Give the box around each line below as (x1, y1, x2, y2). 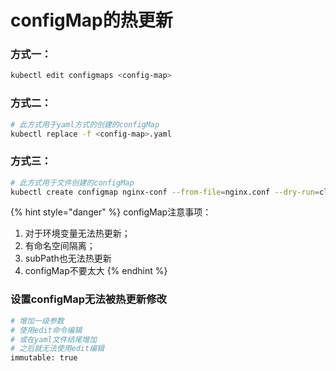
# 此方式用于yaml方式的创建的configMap (10, 119, 160, 130)
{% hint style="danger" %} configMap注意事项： (10, 206, 212, 218)
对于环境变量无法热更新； (24, 227, 131, 240)
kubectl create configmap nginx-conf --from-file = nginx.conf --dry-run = (10, 187, 320, 197)
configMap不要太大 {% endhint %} (24, 265, 168, 277)
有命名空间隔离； (24, 240, 96, 252)
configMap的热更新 (10, 9, 173, 32)
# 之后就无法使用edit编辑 (10, 344, 105, 354)
